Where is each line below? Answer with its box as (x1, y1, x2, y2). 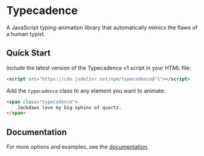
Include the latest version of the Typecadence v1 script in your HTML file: (6, 64, 191, 71)
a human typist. (6, 30, 46, 37)
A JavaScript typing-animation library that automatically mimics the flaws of (6, 24, 198, 31)
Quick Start (6, 48, 51, 58)
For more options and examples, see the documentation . (6, 143, 149, 151)
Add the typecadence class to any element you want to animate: (6, 87, 166, 94)
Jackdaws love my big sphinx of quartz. (17, 104, 122, 110)
